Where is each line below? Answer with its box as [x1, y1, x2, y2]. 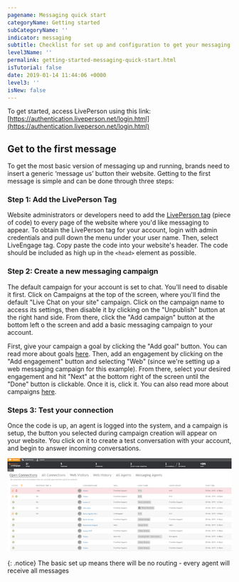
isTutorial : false [7, 64, 62, 71]
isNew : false [7, 86, 46, 94]
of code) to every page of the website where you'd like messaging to [7, 218, 209, 227]
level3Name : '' [7, 49, 53, 56]
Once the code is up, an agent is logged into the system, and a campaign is [7, 421, 228, 430]
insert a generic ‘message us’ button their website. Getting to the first [7, 170, 211, 178]
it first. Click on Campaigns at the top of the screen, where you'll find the [7, 290, 221, 298]
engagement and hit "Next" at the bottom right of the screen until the [7, 372, 210, 380]
